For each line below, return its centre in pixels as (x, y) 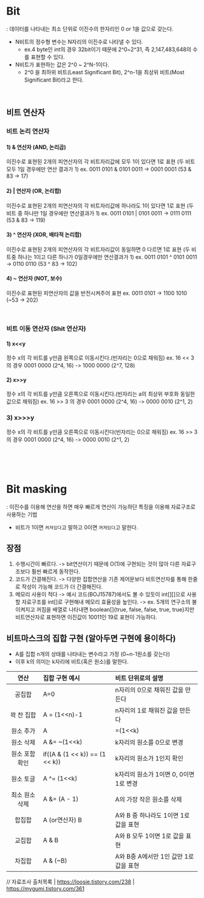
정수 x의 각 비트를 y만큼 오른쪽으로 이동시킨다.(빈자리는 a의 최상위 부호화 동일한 (101, 394)
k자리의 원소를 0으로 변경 (149, 742)
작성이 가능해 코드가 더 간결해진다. (62, 587)
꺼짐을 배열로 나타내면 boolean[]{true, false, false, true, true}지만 (115, 610)
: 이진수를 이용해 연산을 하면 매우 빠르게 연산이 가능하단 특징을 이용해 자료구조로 (101, 507)
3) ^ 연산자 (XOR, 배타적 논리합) (44, 235)
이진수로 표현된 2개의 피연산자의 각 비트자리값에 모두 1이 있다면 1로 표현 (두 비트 (101, 162)
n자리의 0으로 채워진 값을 (149, 690)
